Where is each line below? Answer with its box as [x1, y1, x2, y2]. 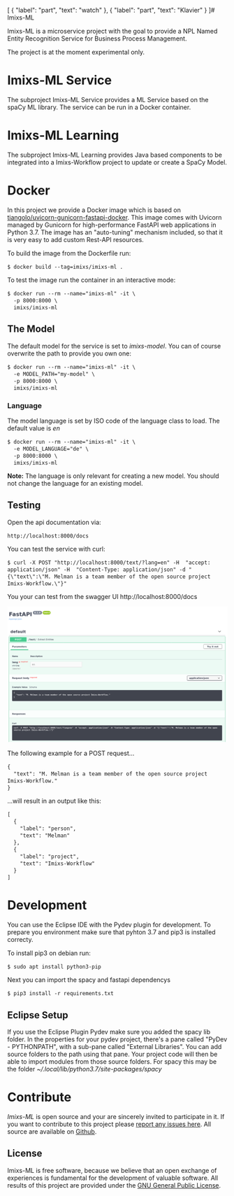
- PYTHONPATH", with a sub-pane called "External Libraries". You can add [7, 1043, 222, 1051]
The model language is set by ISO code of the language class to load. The [7, 416, 220, 425]
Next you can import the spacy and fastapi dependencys [7, 976, 171, 984]
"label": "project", [20, 853, 80, 860]
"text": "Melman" [20, 832, 71, 839]
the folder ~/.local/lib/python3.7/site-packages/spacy [7, 1065, 162, 1074]
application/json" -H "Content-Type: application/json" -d [7, 566, 187, 573]
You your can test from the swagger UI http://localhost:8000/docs [7, 592, 198, 600]
